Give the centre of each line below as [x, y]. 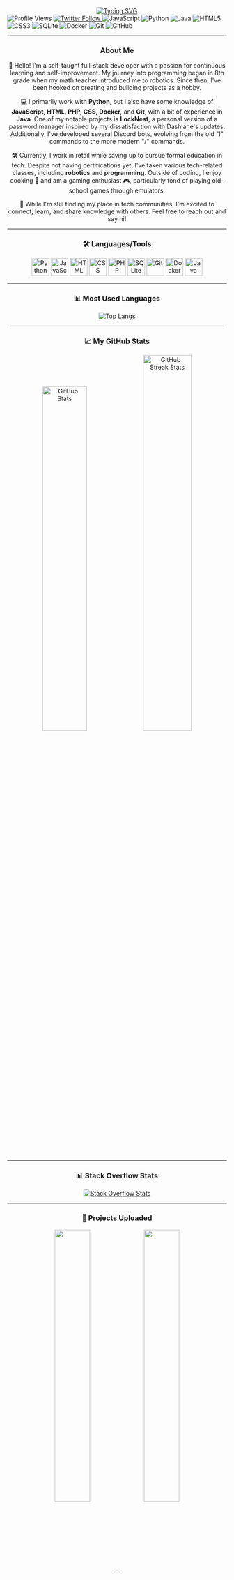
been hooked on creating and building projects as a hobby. [117, 88]
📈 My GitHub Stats [117, 341]
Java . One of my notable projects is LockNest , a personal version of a [117, 119]
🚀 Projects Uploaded [117, 1218]
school [78, 190]
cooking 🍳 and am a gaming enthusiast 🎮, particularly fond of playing [110, 181]
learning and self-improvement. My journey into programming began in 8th [117, 73]
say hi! [117, 219]
